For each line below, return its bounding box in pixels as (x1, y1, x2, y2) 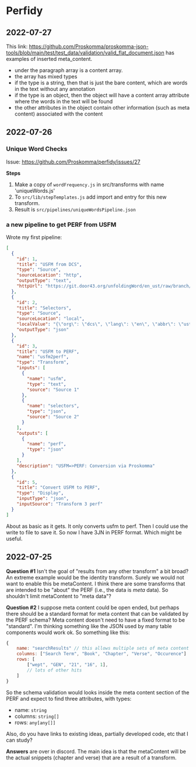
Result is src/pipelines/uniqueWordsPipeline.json (14, 206, 136, 213)
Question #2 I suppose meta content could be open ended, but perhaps (6, 604, 180, 611)
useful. (6, 535, 23, 542)
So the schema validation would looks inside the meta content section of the (6, 688, 190, 696)
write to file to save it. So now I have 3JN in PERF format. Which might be (6, 529, 182, 536)
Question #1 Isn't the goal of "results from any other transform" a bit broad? (6, 567, 188, 575)
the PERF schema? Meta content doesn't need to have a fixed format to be (6, 616, 185, 623)
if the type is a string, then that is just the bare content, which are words (14, 79, 188, 86)
